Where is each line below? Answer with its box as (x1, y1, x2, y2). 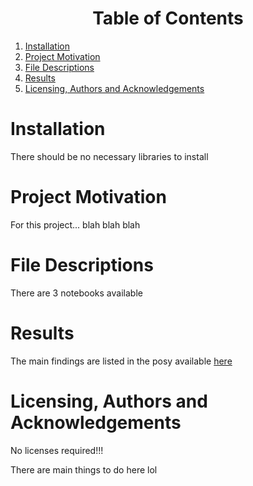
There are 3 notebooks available (10, 287, 143, 299)
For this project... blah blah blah (10, 218, 141, 231)
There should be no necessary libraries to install (10, 150, 209, 162)
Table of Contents (92, 7, 244, 30)
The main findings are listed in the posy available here (10, 355, 233, 367)
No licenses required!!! (10, 444, 104, 456)
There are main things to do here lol (10, 463, 158, 476)
